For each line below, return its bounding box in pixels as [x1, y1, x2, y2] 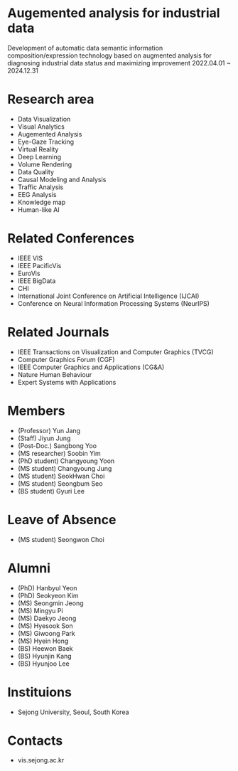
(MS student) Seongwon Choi [17, 535, 104, 543]
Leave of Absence [7, 511, 117, 528]
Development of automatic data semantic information [7, 43, 163, 52]
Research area [7, 91, 94, 107]
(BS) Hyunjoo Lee [17, 659, 70, 668]
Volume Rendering [17, 160, 72, 169]
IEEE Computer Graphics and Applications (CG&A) [17, 363, 165, 371]
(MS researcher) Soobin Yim [17, 449, 101, 457]
